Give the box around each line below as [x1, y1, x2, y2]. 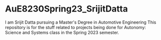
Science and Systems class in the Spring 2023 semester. [5, 29, 119, 35]
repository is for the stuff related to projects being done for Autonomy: [5, 24, 146, 30]
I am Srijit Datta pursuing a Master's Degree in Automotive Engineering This [5, 19, 157, 25]
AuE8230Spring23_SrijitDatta [5, 3, 128, 14]
